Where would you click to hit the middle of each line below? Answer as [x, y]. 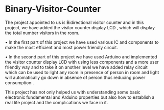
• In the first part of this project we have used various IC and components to [82, 42]
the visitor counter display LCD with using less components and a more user [82, 62]
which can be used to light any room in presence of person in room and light [82, 72]
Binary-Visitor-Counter [53, 9]
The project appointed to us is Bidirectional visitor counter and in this [75, 22]
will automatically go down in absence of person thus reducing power [75, 77]
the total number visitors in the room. [42, 33]
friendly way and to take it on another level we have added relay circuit [76, 67]
